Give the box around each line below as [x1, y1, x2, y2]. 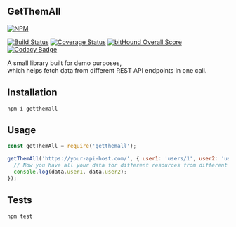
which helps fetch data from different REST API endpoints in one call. [7, 66, 207, 74]
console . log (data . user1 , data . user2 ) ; [13, 168, 128, 176]
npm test [7, 213, 33, 220]
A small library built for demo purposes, [7, 59, 122, 67]
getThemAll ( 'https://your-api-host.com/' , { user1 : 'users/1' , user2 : [7, 156, 218, 163]
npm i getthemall [7, 105, 58, 112]
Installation [7, 87, 58, 99]
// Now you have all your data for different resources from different [13, 162, 228, 169]
